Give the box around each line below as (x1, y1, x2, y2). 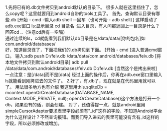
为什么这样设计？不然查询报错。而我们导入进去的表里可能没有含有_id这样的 (5, 114, 160, 120)
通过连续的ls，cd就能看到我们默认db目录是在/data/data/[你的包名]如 (5, 35, 146, 41)
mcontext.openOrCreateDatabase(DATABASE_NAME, (5, 90, 115, 95)
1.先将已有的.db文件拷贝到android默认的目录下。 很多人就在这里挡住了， (5, 4, 154, 10)
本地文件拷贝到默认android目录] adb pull (5, 59, 88, 65)
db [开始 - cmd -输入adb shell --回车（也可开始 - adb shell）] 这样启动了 (10, 17, 158, 22)
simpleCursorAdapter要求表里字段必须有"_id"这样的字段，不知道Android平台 (5, 108, 163, 114)
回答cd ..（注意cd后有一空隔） (5, 29, 68, 35)
